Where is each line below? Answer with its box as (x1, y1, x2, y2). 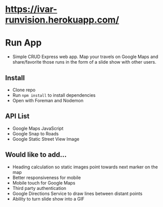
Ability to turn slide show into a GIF (12, 195, 84, 201)
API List (5, 112, 30, 121)
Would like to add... (5, 150, 67, 159)
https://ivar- (5, 4, 57, 15)
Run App (5, 37, 42, 49)
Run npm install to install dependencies (12, 92, 96, 98)
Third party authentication (12, 185, 66, 191)
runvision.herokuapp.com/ (5, 14, 119, 26)
